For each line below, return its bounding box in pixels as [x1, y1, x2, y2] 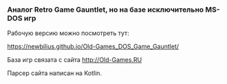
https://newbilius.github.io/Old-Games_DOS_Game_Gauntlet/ [7, 43, 180, 51]
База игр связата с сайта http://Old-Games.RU [7, 56, 142, 64]
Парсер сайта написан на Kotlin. [7, 69, 102, 77]
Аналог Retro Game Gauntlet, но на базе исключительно [7, 5, 204, 14]
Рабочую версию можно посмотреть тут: [7, 29, 129, 37]
